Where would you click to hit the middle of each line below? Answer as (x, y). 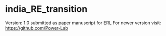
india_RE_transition (46, 9)
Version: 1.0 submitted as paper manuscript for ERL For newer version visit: (83, 23)
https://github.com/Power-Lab (37, 28)
